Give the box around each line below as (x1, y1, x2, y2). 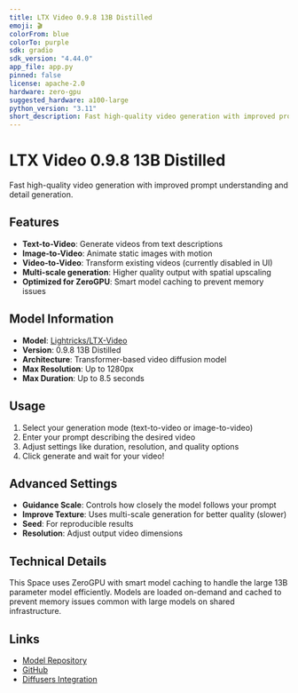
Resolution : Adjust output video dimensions (21, 528, 184, 538)
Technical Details (9, 554, 107, 569)
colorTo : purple (9, 37, 69, 47)
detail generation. (9, 189, 74, 200)
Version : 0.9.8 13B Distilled (21, 344, 122, 355)
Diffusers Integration (21, 673, 98, 684)
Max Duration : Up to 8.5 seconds (21, 372, 145, 383)
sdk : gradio (9, 46, 53, 55)
